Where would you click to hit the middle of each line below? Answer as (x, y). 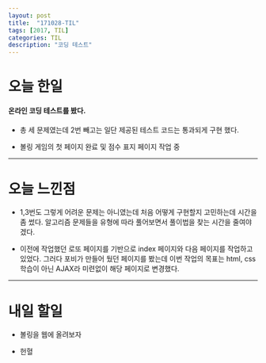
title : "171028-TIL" (44, 23)
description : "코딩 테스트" (50, 45)
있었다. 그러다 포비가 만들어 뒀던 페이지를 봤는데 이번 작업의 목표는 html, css (137, 259)
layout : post (30, 15)
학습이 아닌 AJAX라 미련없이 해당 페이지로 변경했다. (99, 269)
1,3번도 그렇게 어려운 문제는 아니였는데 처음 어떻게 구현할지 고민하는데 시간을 (138, 212)
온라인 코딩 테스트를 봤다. (47, 110)
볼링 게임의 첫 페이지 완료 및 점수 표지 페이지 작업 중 (100, 147)
